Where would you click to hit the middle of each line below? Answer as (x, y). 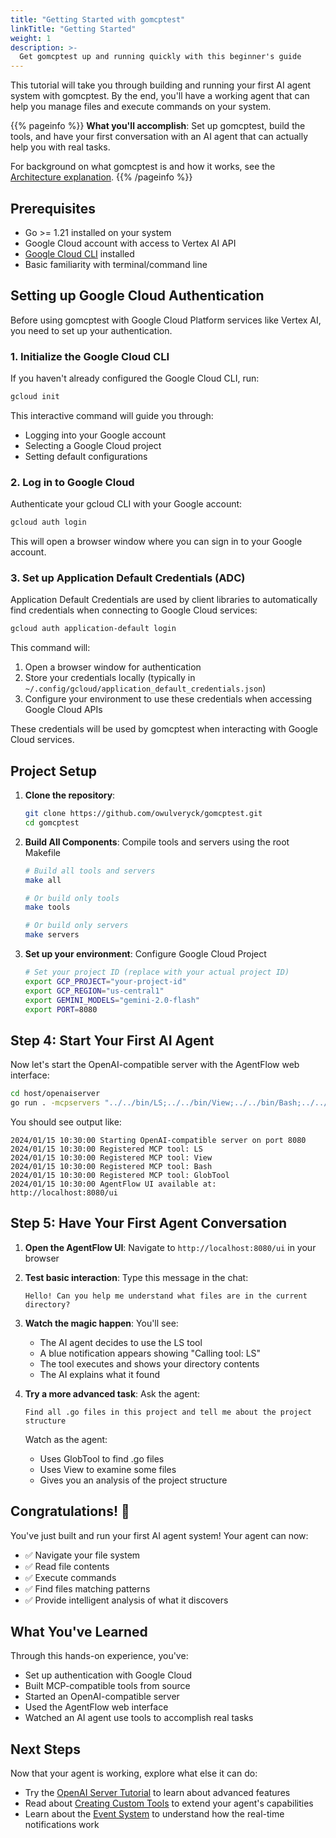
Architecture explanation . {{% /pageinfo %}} (101, 177)
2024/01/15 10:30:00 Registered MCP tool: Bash (111, 1167)
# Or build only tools (72, 898)
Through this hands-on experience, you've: (99, 1656)
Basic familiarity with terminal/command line (116, 264)
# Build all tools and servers (90, 871)
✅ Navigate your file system (82, 1555)
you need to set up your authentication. (91, 330)
